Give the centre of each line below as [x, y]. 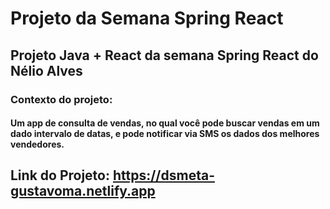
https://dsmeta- [163, 175]
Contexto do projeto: [61, 99]
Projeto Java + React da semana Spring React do [164, 55]
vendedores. [37, 144]
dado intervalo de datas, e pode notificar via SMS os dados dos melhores [165, 134]
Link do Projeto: [60, 175]
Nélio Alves [46, 70]
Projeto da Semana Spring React [147, 18]
